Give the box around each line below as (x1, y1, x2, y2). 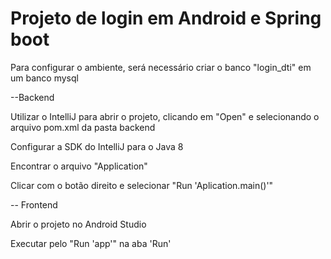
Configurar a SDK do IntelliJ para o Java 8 (10, 140, 184, 152)
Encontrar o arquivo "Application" (10, 160, 148, 172)
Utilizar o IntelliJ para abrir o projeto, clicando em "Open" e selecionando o (10, 110, 320, 122)
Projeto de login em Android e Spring (10, 7, 322, 30)
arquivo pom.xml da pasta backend (10, 121, 156, 133)
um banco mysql (10, 72, 79, 84)
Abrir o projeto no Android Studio (10, 218, 147, 230)
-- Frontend (10, 198, 58, 211)
